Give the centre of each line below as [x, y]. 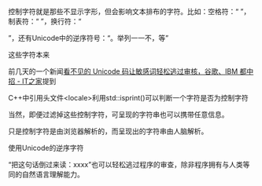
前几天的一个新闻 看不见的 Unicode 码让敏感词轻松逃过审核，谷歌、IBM [123, 71]
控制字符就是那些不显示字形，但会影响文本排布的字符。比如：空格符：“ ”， [129, 11]
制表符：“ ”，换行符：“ [45, 21]
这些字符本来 [29, 55]
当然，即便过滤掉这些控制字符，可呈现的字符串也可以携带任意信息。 [118, 115]
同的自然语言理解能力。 [46, 174]
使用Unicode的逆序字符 [46, 148]
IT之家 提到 [39, 81]
